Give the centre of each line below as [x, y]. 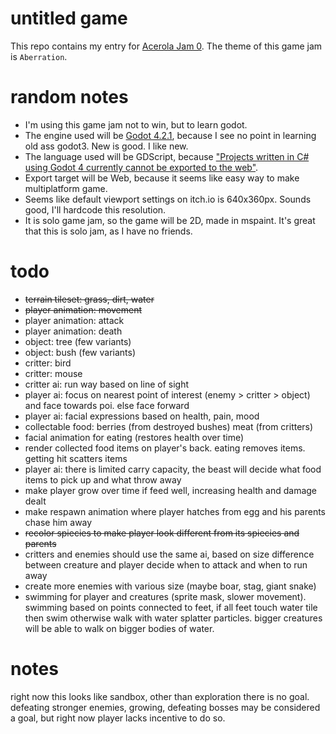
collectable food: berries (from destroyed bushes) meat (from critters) [169, 426]
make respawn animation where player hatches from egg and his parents [175, 511]
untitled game [69, 18]
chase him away [58, 522]
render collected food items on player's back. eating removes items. [165, 448]
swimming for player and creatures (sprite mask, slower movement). [165, 596]
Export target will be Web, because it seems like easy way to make [162, 178]
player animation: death [73, 331]
